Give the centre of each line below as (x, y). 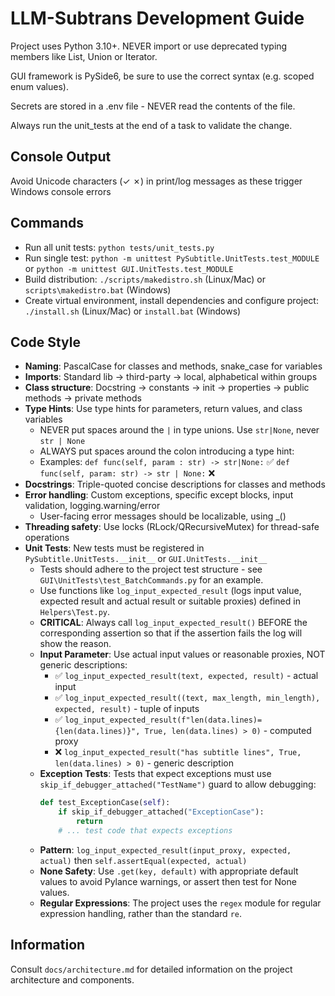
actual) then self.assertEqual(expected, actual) (143, 860)
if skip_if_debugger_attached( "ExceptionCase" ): (161, 812)
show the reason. (75, 644)
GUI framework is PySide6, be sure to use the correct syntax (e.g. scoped (162, 76)
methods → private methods (83, 398)
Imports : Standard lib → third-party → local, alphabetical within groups (171, 377)
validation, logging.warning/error (92, 506)
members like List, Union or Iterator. (84, 56)
